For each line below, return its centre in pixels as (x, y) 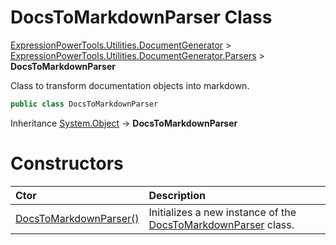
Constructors (67, 163)
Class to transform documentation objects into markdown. (130, 85)
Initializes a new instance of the (222, 212)
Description (177, 195)
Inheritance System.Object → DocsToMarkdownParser (124, 123)
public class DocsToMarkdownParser (84, 104)
